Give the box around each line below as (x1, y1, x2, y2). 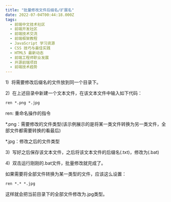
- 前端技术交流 (10, 31, 38, 36)
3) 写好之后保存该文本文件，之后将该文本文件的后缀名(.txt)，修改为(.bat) (5, 149, 160, 155)
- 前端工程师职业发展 (10, 55, 49, 60)
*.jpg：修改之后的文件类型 (5, 139, 60, 144)
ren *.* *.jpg (5, 181, 36, 186)
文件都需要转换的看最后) (9, 127, 61, 133)
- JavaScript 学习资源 (10, 41, 55, 46)
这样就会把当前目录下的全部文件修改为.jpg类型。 (5, 191, 108, 197)
